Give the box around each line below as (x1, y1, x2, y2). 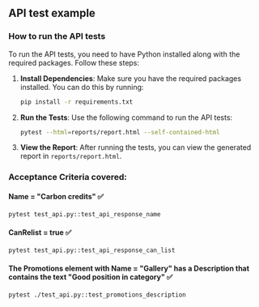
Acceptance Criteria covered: (8, 172, 127, 183)
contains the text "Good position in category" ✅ (8, 272, 173, 282)
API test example (8, 6, 96, 20)
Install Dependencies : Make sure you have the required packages (19, 73, 241, 83)
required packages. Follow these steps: (8, 58, 140, 67)
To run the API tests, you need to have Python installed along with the (8, 49, 240, 59)
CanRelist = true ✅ (8, 228, 72, 237)
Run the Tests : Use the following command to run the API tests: (19, 113, 233, 122)
